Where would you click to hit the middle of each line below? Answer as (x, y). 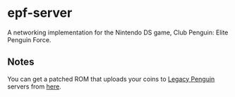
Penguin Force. (29, 39)
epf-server (40, 13)
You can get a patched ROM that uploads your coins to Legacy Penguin (111, 79)
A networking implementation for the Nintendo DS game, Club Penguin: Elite (118, 32)
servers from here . (34, 86)
